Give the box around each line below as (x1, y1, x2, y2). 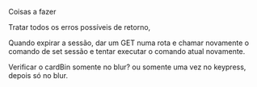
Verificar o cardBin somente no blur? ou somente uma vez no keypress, (8, 62, 246, 72)
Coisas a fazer (8, 7, 57, 16)
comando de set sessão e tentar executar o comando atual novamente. (8, 47, 246, 56)
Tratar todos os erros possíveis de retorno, (8, 23, 151, 31)
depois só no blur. (8, 71, 69, 80)
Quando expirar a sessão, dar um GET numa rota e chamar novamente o (8, 38, 249, 48)
